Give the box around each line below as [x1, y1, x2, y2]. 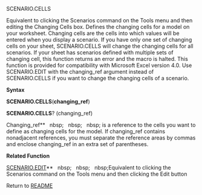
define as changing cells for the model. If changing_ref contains [6, 128, 165, 135]
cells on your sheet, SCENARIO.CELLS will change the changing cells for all [6, 42, 194, 50]
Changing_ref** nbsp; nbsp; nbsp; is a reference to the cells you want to [6, 121, 196, 129]
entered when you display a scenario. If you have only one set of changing [6, 36, 192, 43]
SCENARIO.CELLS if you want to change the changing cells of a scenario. [6, 75, 189, 82]
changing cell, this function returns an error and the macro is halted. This [6, 56, 189, 62]
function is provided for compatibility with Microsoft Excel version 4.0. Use [6, 62, 192, 69]
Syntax [6, 86, 25, 93]
